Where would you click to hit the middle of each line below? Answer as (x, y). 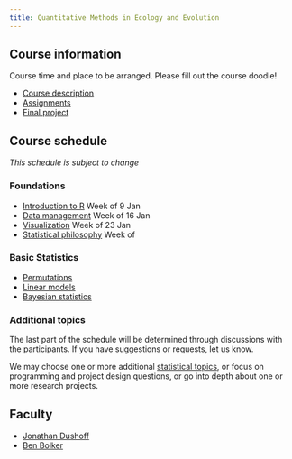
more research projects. (54, 386)
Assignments (47, 103)
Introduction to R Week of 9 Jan (82, 206)
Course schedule (59, 141)
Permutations (47, 277)
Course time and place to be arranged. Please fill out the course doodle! (143, 76)
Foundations (37, 186)
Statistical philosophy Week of (78, 234)
